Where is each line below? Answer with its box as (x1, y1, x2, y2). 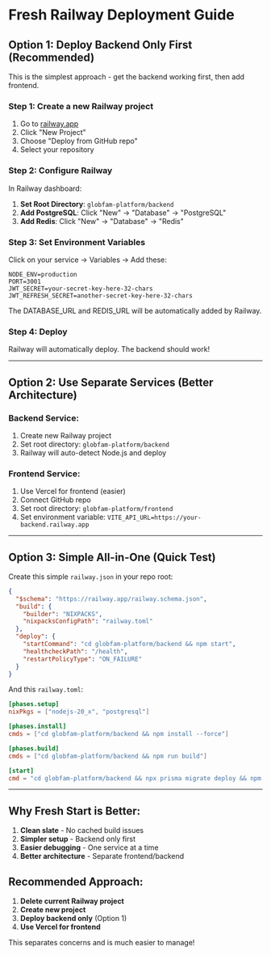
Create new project (19, 905, 86, 915)
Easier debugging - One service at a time (19, 843, 159, 852)
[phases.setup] (8, 700, 60, 708)
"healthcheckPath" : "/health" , (23, 647, 128, 656)
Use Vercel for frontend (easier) (19, 487, 127, 497)
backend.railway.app (19, 521, 90, 529)
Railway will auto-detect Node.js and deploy (19, 447, 167, 458)
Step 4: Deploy (8, 326, 68, 337)
